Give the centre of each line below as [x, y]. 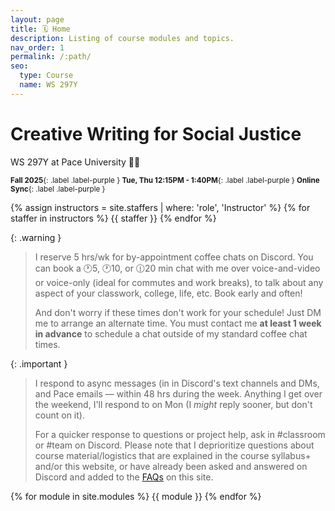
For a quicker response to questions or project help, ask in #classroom [180, 434]
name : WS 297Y [48, 85]
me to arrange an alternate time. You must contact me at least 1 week [178, 323]
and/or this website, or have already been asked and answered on [171, 466]
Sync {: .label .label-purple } [58, 189]
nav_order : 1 [37, 47]
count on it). [59, 415]
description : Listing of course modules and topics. [122, 38]
